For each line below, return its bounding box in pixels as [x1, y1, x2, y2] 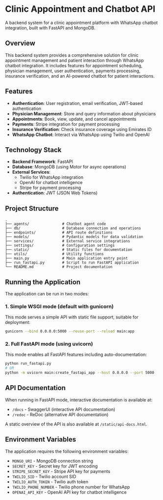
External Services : [12, 169, 50, 175]
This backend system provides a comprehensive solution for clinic [5, 52, 139, 58]
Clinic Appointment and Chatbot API [5, 3, 156, 15]
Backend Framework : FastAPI [12, 158, 73, 165]
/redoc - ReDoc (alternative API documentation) [12, 411, 109, 418]
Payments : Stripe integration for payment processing [12, 121, 120, 127]
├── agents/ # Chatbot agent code [5, 222, 106, 227]
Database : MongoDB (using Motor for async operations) [12, 164, 126, 170]
